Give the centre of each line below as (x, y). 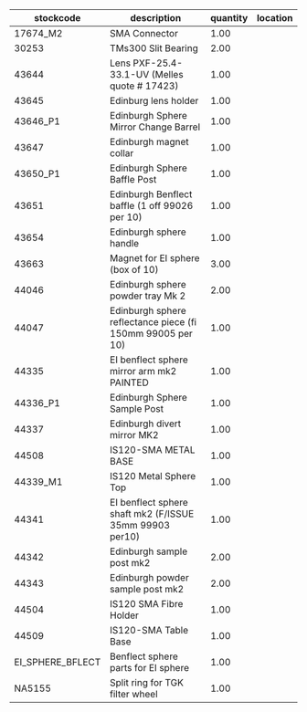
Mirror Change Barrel (155, 127)
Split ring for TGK (147, 682)
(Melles (168, 74)
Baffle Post (133, 179)
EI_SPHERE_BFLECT (58, 662)
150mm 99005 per (151, 334)
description (156, 18)
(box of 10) (134, 270)
